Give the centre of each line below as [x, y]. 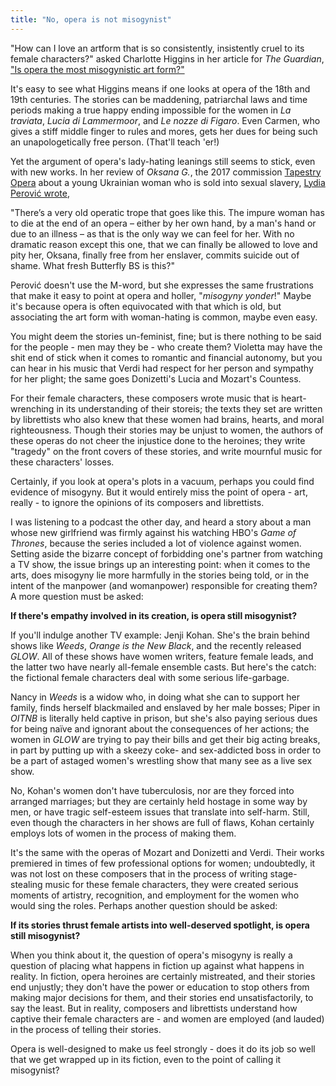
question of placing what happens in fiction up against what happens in [157, 965]
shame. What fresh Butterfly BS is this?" [93, 265]
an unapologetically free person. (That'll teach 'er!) [115, 142]
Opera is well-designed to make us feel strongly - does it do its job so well [163, 1048]
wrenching [32, 408]
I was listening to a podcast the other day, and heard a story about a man [161, 522]
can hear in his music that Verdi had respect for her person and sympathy [162, 368]
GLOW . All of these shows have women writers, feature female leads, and [162, 656]
